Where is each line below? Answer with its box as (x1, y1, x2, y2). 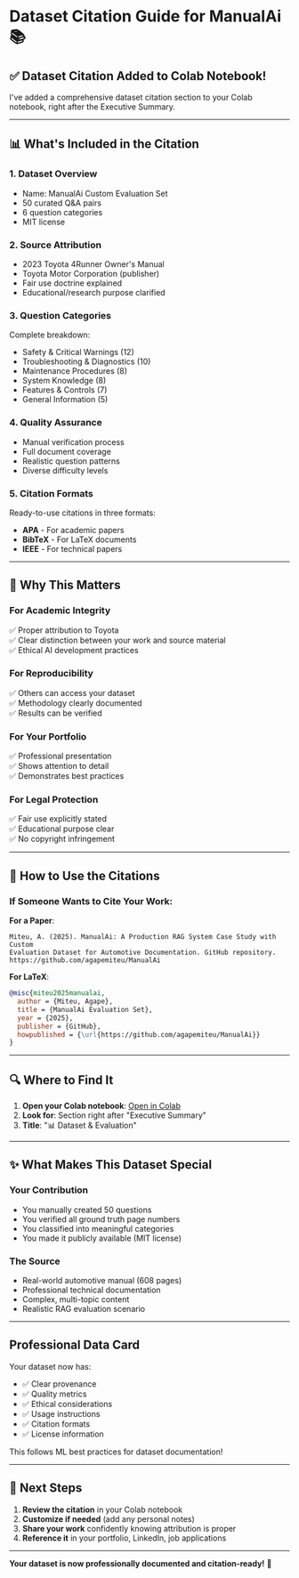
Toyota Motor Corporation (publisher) (21, 268, 160, 279)
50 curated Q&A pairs (21, 198, 102, 208)
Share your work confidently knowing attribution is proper (21, 1523, 237, 1533)
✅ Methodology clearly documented (9, 697, 142, 708)
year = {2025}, (17, 1013, 74, 1023)
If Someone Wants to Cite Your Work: (9, 894, 174, 907)
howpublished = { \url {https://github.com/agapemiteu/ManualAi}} (17, 1030, 261, 1039)
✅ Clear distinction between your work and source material (9, 635, 226, 645)
